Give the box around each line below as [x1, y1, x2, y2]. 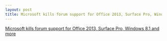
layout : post [5, 7, 32, 12]
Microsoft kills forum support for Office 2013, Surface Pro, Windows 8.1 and [5, 25, 160, 31]
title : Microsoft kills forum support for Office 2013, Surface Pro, [5, 12, 153, 17]
